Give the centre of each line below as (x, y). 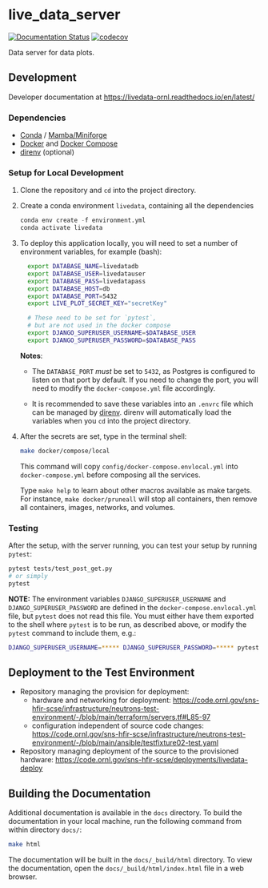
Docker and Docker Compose (69, 144)
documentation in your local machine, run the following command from (125, 822)
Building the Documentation (80, 793)
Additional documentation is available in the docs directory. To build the (125, 813)
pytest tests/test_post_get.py (60, 569)
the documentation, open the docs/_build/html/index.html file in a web (126, 868)
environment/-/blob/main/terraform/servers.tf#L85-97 (121, 717)
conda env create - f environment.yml (83, 221)
